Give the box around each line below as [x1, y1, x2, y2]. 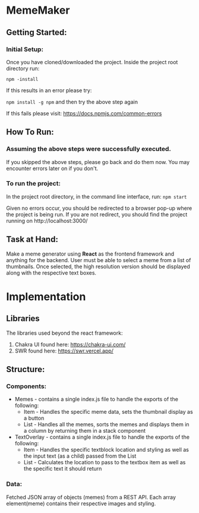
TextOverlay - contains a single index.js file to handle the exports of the [14, 433, 190, 440]
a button [23, 414, 45, 422]
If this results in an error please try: [6, 87, 92, 94]
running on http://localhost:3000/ [6, 217, 88, 224]
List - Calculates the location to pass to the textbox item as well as [23, 459, 186, 466]
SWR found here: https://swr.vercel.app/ [14, 347, 114, 354]
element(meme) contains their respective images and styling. [6, 500, 156, 507]
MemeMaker [6, 4, 70, 17]
